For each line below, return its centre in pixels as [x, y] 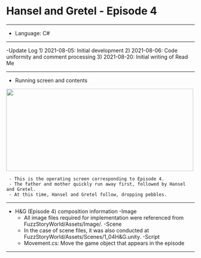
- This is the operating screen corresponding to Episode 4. [86, 179]
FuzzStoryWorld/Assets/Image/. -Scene [73, 224]
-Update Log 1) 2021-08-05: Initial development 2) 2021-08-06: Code [92, 50]
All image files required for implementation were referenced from [104, 217]
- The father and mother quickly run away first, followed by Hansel [97, 184]
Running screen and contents [51, 80]
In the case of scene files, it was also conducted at [86, 230]
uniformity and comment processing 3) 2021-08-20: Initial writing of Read [97, 57]
